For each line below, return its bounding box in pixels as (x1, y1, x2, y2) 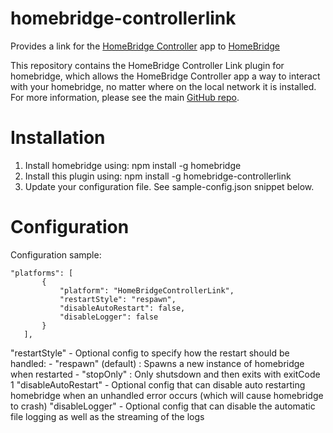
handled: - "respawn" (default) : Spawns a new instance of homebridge (10, 357, 305, 369)
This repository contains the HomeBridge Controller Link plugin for (10, 59, 285, 71)
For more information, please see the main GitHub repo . (10, 91, 240, 103)
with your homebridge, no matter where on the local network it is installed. (10, 80, 317, 92)
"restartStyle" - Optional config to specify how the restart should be (10, 347, 290, 359)
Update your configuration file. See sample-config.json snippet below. (24, 180, 315, 192)
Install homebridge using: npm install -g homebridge (24, 159, 242, 171)
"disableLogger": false (59, 312, 159, 322)
